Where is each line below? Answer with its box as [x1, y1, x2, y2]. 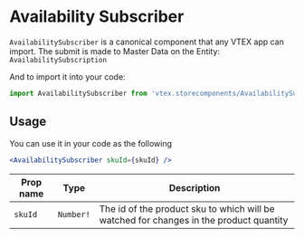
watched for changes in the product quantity [99, 214, 289, 226]
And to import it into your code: [9, 71, 126, 82]
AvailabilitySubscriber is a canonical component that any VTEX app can [9, 36, 285, 47]
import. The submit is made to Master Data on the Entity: [9, 45, 220, 56]
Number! [57, 209, 90, 219]
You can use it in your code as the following [9, 138, 172, 148]
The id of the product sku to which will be [99, 202, 275, 214]
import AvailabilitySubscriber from [9, 89, 147, 98]
